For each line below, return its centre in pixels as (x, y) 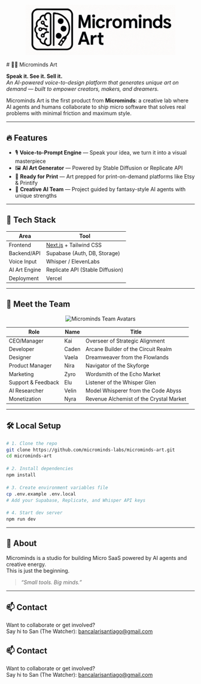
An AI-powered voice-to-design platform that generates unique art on (93, 83)
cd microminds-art (29, 456)
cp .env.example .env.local (41, 494)
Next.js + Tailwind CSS (74, 245)
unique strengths (36, 196)
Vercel (54, 278)
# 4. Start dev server (34, 513)
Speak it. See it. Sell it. (34, 76)
